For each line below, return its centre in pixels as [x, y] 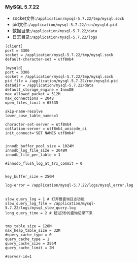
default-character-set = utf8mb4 [39, 60]
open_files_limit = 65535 [32, 103]
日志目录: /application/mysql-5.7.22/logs [55, 37]
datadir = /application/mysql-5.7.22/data [49, 85]
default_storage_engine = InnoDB [39, 90]
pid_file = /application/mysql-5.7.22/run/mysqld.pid [62, 81]
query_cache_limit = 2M [30, 248]
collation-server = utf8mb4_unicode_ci [46, 129]
